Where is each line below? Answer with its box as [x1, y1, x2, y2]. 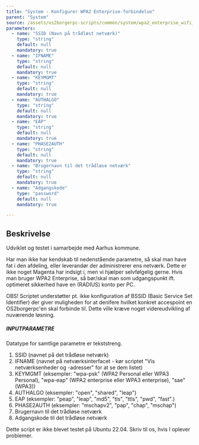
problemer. [6, 432, 33, 439]
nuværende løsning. [6, 312, 55, 319]
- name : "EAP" [11, 119, 46, 125]
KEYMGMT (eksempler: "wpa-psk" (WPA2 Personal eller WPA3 [14, 370, 169, 377]
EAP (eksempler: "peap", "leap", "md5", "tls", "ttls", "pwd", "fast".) [14, 395, 175, 403]
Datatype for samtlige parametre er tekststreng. [6, 340, 123, 347]
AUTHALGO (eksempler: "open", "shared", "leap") [14, 389, 137, 396]
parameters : [6, 25, 36, 31]
